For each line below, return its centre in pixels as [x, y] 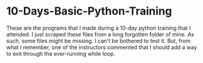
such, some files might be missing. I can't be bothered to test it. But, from [98, 41]
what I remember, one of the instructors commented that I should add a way [102, 47]
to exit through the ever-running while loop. [61, 53]
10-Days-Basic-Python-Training [89, 11]
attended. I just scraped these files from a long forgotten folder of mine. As [100, 34]
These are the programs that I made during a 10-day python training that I [98, 28]
